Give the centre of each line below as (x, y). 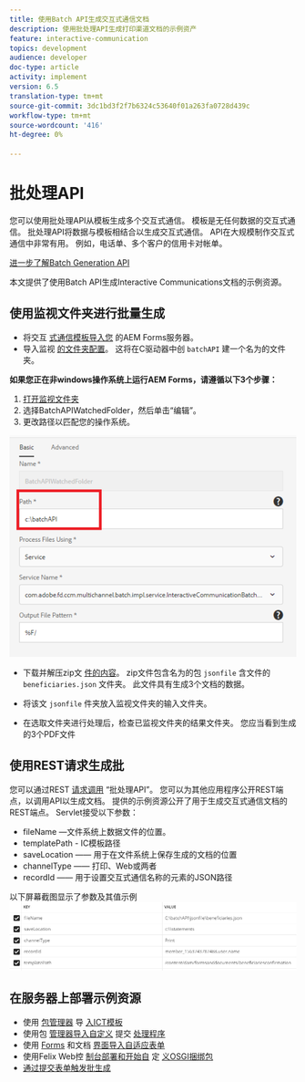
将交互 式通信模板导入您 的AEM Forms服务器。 (110, 337)
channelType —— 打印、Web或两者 (90, 866)
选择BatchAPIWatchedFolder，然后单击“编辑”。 (112, 410)
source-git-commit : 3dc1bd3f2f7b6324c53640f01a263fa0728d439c (130, 106)
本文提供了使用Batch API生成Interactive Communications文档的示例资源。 (148, 282)
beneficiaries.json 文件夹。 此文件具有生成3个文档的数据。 (136, 683)
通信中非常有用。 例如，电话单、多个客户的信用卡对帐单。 (118, 243)
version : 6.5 (34, 87)
